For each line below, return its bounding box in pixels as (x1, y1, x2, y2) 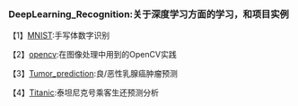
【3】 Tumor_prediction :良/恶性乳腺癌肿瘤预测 (8, 68, 179, 79)
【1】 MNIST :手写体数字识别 (8, 30, 110, 41)
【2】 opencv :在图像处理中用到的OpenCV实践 (8, 49, 177, 60)
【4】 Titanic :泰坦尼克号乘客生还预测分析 (8, 87, 159, 98)
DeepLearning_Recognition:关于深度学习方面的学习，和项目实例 (8, 7, 289, 20)
